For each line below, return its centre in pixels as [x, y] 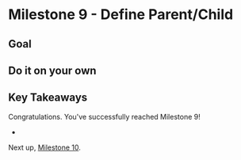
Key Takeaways [48, 98]
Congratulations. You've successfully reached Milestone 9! [104, 116]
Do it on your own [52, 70]
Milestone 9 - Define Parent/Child [121, 15]
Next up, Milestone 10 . [45, 147]
